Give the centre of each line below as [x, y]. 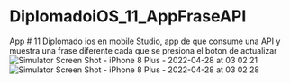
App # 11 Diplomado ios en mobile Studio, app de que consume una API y [145, 41]
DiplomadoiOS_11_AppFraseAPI [128, 17]
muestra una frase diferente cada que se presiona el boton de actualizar [143, 50]
